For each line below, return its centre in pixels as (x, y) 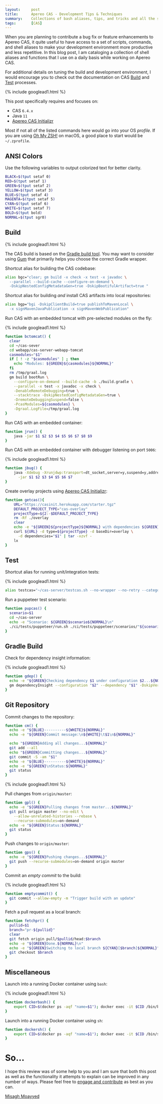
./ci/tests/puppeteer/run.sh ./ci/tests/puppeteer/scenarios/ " (74, 627)
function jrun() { (24, 431)
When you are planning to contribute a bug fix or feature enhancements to (79, 37)
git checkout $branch (31, 953)
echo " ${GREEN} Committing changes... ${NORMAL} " (58, 752)
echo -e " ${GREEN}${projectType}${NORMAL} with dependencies (77, 527)
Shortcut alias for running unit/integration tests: (52, 572)
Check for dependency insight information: (48, 658)
